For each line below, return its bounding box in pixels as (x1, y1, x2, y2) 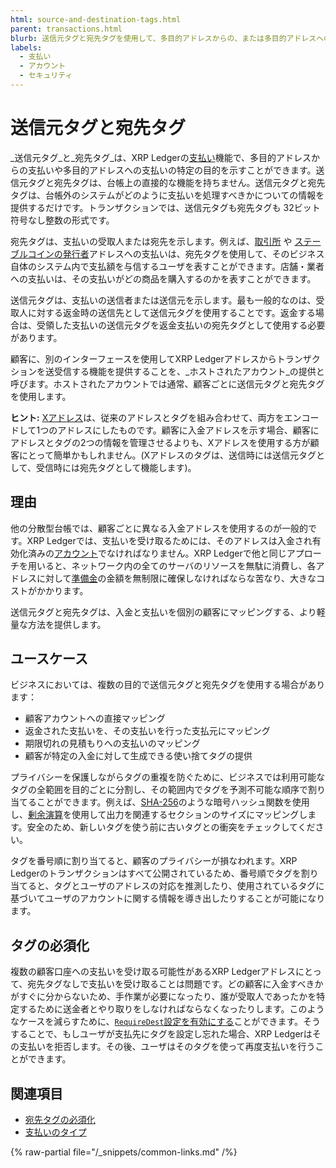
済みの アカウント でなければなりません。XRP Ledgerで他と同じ (27, 547, 287, 559)
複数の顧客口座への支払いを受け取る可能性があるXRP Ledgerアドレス (10, 966, 297, 978)
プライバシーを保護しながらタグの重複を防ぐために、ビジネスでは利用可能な (10, 771, 326, 783)
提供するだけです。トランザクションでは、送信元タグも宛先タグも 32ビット (10, 201, 321, 213)
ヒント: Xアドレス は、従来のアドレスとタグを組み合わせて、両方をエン (10, 411, 302, 423)
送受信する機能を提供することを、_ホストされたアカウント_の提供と (44, 365, 325, 377)
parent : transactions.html (10, 24, 123, 34)
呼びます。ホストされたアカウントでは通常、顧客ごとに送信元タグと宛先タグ (10, 377, 325, 390)
